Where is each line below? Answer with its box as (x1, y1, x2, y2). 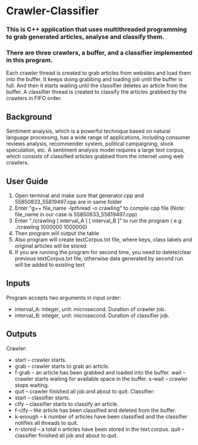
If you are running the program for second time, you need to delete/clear (14, 249, 192, 256)
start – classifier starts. (14, 394, 71, 401)
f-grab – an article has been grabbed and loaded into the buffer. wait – (14, 369, 186, 376)
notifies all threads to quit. (14, 419, 79, 426)
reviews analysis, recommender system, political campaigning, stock (6, 140, 174, 148)
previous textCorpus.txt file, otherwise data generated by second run (14, 255, 183, 262)
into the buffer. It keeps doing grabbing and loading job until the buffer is (6, 76, 183, 83)
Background (6, 111, 52, 122)
